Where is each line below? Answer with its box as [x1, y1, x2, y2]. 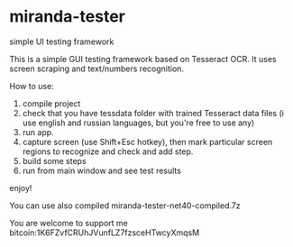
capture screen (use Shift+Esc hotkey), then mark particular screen [22, 136, 273, 147]
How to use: [9, 80, 54, 91]
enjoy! [9, 182, 32, 193]
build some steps [22, 155, 87, 166]
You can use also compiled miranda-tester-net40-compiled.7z [9, 200, 241, 211]
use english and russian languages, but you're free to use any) [22, 117, 255, 128]
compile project [22, 97, 81, 109]
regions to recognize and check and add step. [22, 146, 194, 157]
